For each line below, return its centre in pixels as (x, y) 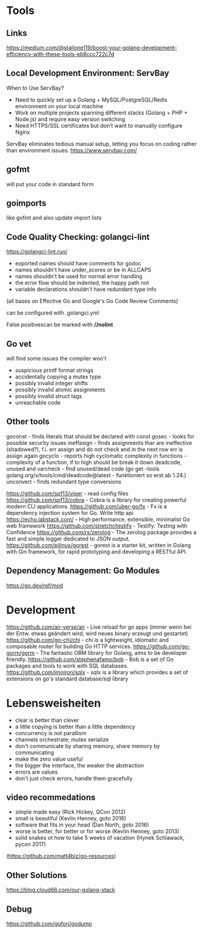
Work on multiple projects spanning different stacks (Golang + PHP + (101, 113)
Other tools (28, 421)
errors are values (36, 772)
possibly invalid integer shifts (51, 383)
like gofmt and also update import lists (54, 218)
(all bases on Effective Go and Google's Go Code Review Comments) (92, 301)
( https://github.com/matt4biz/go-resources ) (61, 856)
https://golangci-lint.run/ (37, 252)
